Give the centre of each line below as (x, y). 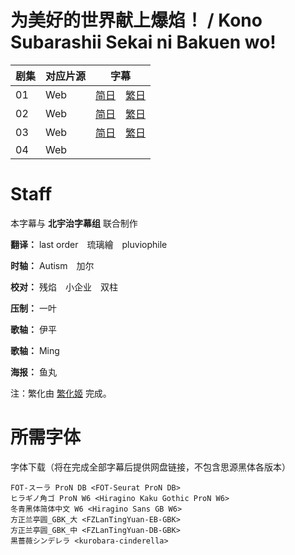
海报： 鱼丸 (33, 372)
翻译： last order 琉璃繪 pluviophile (89, 244)
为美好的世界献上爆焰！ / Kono (136, 20)
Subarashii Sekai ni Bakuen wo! (143, 42)
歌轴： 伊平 (33, 329)
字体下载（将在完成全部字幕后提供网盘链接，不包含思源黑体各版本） (150, 467)
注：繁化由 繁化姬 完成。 (61, 393)
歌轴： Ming (35, 350)
